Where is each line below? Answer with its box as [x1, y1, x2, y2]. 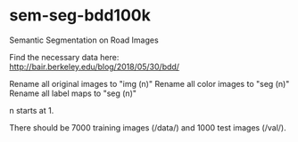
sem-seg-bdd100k [9, 5, 152, 26]
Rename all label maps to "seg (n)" [9, 88, 137, 99]
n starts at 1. [9, 105, 54, 115]
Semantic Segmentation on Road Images [9, 35, 159, 45]
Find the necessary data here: [9, 51, 120, 62]
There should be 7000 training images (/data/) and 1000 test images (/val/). [9, 122, 287, 133]
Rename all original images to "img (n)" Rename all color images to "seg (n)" [9, 78, 290, 89]
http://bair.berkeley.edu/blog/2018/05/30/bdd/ [9, 61, 180, 72]
